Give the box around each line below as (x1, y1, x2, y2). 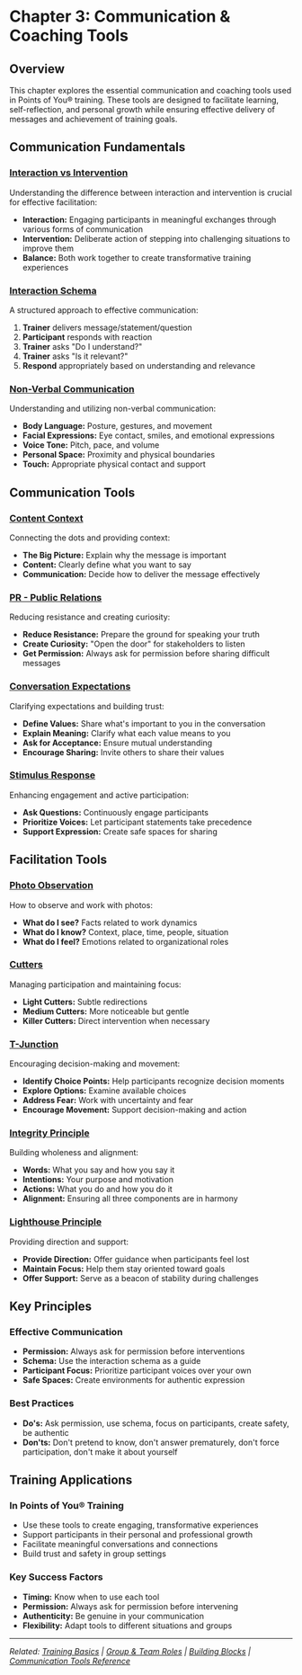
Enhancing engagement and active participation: (9, 789, 189, 800)
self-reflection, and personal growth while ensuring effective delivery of (9, 104, 276, 114)
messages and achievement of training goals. (9, 114, 178, 124)
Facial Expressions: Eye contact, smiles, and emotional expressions (22, 430, 276, 441)
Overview (9, 61, 66, 76)
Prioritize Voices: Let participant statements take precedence (22, 816, 253, 827)
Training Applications (9, 1473, 133, 1488)
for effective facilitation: (9, 196, 97, 208)
